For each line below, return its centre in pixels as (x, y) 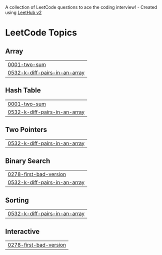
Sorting (17, 200)
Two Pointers (26, 130)
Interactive (22, 231)
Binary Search (28, 161)
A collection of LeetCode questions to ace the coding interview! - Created (81, 7)
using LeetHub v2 (23, 12)
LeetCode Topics (41, 33)
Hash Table (23, 90)
